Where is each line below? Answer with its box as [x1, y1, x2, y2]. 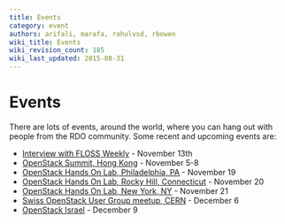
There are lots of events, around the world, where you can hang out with [9, 121, 273, 132]
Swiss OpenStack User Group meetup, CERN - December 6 [21, 195, 239, 205]
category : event [9, 21, 69, 30]
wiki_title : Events [9, 37, 81, 47]
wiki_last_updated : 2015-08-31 [9, 54, 125, 63]
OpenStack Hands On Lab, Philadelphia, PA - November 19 [21, 166, 236, 177]
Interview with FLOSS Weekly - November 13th [21, 148, 193, 158]
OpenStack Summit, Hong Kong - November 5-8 [21, 157, 199, 168]
